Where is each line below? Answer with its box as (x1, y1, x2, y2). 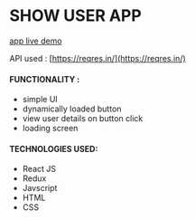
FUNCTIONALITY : (9, 73, 80, 84)
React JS (22, 164, 57, 175)
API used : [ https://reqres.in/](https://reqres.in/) (9, 53, 187, 63)
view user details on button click (22, 113, 144, 124)
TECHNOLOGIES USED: (9, 143, 98, 154)
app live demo (9, 35, 62, 46)
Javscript (22, 183, 58, 194)
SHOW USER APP (9, 5, 142, 26)
